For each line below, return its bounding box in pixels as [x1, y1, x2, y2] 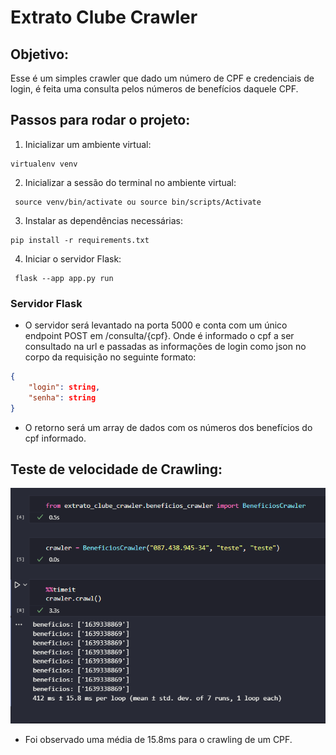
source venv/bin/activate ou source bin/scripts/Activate [14, 197, 262, 207]
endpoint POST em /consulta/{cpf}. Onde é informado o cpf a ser [24, 330, 295, 342]
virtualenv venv [10, 159, 78, 169]
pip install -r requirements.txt [10, 235, 150, 245]
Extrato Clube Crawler [10, 6, 198, 29]
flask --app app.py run [14, 273, 114, 283]
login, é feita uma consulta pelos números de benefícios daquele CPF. [10, 83, 299, 95]
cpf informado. [24, 432, 87, 444]
